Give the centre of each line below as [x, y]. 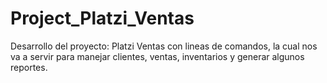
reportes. [29, 67]
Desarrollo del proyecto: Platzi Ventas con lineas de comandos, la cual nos [164, 46]
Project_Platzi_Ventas [102, 18]
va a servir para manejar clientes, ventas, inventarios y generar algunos [157, 56]
